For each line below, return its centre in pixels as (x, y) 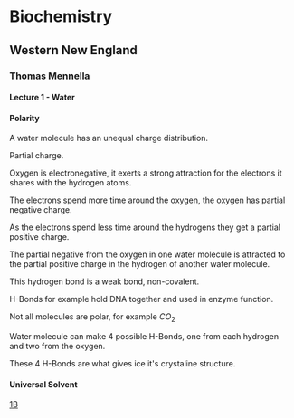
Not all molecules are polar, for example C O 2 (93, 318)
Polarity (24, 118)
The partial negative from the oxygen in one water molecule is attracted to (147, 254)
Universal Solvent (44, 384)
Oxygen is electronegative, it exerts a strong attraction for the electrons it (146, 173)
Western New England (74, 50)
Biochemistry (61, 17)
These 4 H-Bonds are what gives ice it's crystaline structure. (123, 364)
